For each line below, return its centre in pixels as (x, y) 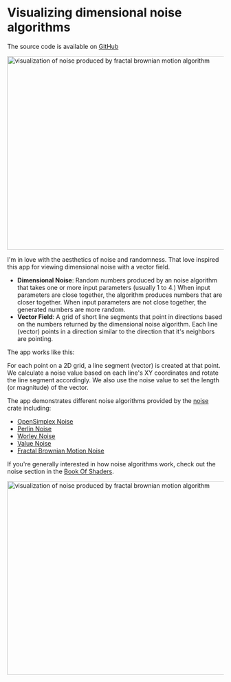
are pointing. (35, 338)
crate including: (29, 408)
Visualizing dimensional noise (95, 13)
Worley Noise (36, 436)
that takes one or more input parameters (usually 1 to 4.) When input (114, 287)
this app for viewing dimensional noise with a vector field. (89, 267)
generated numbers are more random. (71, 309)
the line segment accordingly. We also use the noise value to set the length (113, 380)
